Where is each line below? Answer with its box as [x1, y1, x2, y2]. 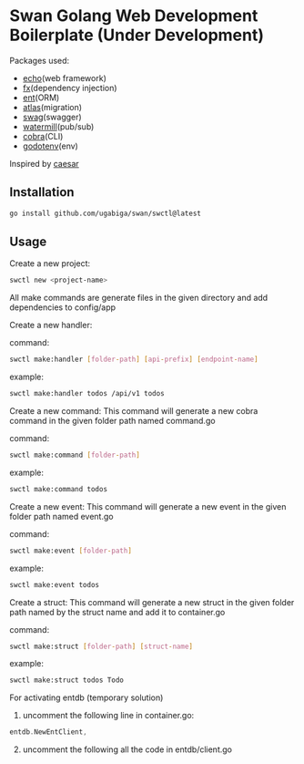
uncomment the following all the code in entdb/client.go [22, 744, 232, 755]
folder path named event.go [9, 511, 114, 521]
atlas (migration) [22, 101, 83, 112]
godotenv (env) [22, 140, 79, 151]
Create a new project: [9, 258, 91, 269]
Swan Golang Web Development [9, 5, 258, 26]
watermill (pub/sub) [22, 120, 95, 132]
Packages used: [9, 55, 70, 66]
